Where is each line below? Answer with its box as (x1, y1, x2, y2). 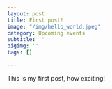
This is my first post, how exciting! (7, 74, 106, 82)
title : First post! (7, 17, 64, 24)
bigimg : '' (7, 42, 39, 49)
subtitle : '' (7, 36, 45, 43)
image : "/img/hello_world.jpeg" (7, 23, 101, 30)
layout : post (7, 10, 45, 17)
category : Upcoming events (7, 29, 86, 37)
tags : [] (7, 49, 33, 56)
